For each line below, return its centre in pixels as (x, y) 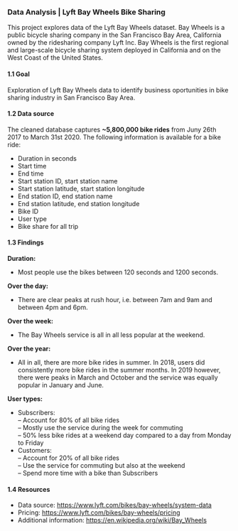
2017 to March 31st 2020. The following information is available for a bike (114, 137)
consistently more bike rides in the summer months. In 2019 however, (119, 370)
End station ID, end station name (65, 196)
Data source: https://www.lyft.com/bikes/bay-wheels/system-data (114, 505)
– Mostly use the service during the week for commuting (100, 427)
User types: (25, 399)
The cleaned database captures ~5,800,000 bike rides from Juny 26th (112, 129)
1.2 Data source (31, 114)
